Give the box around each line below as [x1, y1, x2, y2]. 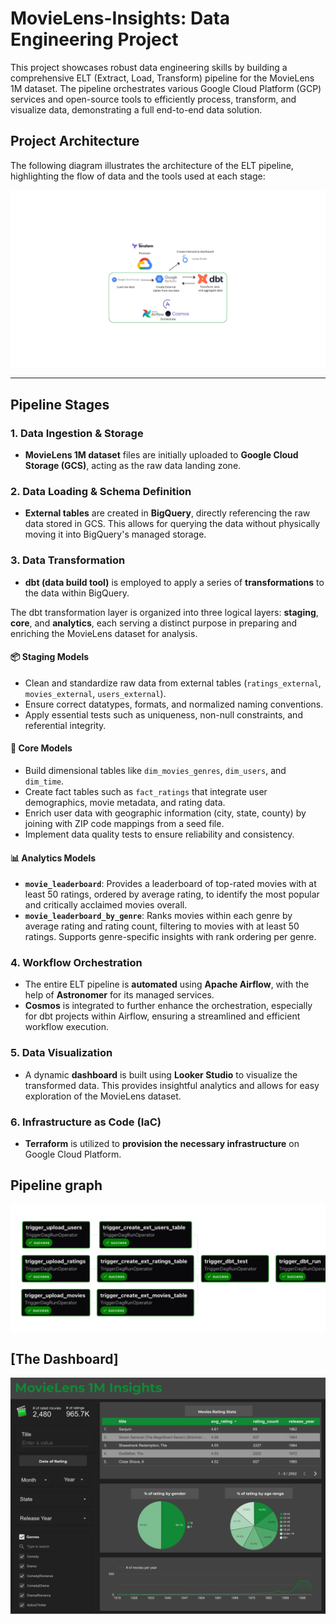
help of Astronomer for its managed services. [24, 989, 215, 1001]
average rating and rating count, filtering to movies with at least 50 [24, 920, 300, 932]
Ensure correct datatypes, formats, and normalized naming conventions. [24, 698, 324, 710]
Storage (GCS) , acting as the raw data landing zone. [24, 459, 242, 471]
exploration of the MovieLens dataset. [24, 1090, 182, 1102]
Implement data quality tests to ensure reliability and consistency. [24, 828, 295, 840]
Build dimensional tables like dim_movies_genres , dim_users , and [24, 764, 287, 776]
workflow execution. [24, 1021, 109, 1033]
